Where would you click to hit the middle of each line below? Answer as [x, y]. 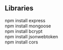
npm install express [25, 20]
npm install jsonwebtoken [31, 36]
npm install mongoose [28, 26]
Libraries [19, 8]
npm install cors [22, 42]
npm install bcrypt [24, 31]
